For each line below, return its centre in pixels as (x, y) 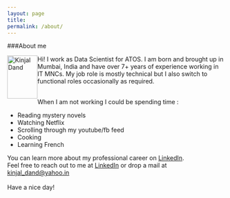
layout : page (26, 13)
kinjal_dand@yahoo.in (38, 172)
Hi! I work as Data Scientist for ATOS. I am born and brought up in (131, 59)
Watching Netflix (41, 123)
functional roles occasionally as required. (96, 81)
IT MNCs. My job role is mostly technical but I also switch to (123, 74)
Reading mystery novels (51, 115)
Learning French (40, 145)
